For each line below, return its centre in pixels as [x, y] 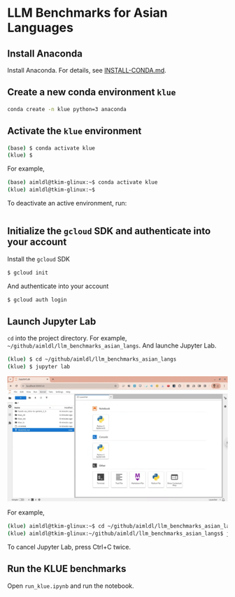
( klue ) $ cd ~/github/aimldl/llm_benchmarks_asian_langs [92, 359]
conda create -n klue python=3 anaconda [67, 109]
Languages [40, 28]
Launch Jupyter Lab [52, 321]
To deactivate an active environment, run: [67, 203]
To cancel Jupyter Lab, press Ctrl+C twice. [69, 547]
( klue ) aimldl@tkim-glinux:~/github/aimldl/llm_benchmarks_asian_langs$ [115, 533]
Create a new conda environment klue [92, 92]
